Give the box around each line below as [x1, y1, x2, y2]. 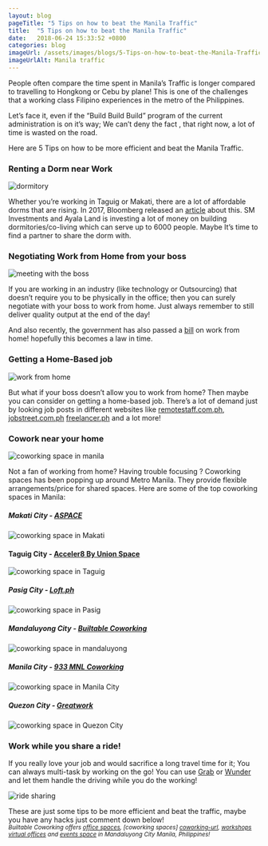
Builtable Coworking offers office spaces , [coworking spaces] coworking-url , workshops [8, 824, 252, 832]
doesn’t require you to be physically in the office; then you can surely [8, 293, 236, 302]
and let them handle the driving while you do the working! [8, 776, 198, 785]
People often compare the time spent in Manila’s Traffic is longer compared [8, 78, 255, 88]
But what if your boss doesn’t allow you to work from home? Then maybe [8, 387, 249, 397]
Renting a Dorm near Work [8, 163, 113, 174]
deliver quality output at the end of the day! [8, 309, 151, 320]
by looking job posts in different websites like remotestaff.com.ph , [8, 405, 225, 414]
